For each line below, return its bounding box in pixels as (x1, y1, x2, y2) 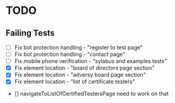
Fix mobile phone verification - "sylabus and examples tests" (14, 58, 168, 65)
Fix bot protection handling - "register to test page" (14, 44, 143, 51)
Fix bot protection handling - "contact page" (14, 51, 126, 58)
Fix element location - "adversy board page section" (14, 71, 146, 79)
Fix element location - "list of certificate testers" (14, 78, 135, 85)
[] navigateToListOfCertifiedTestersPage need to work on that (14, 90, 169, 98)
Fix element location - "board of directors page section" (14, 64, 155, 71)
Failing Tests (5, 28, 55, 38)
